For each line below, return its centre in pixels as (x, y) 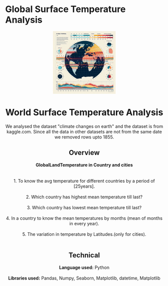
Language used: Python (84, 267)
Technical (84, 255)
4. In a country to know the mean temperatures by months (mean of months (84, 218)
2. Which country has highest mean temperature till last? (84, 197)
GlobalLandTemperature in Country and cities (84, 165)
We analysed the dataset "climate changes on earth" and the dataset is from (84, 126)
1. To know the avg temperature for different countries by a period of (84, 181)
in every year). (84, 223)
